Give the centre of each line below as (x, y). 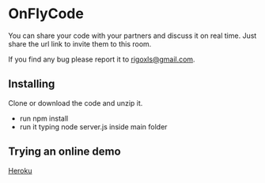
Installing (32, 84)
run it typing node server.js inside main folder (93, 126)
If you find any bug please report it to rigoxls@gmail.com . (102, 59)
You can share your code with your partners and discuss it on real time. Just (132, 35)
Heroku (20, 170)
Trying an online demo (64, 152)
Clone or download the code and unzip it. (76, 103)
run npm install (44, 118)
